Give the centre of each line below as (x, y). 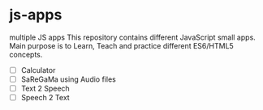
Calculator (38, 70)
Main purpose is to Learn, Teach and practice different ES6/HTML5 (121, 45)
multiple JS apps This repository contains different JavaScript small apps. (133, 37)
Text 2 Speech (45, 89)
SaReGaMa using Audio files (68, 79)
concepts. (26, 54)
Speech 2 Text (45, 98)
